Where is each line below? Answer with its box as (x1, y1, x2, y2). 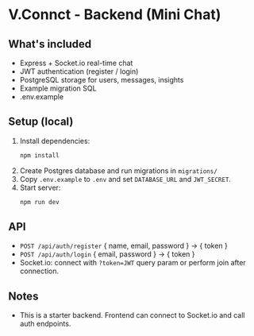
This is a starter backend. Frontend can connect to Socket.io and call (19, 311, 245, 320)
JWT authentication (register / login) (19, 67, 139, 76)
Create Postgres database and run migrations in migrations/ (19, 165, 218, 176)
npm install (19, 151, 60, 160)
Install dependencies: (19, 136, 90, 145)
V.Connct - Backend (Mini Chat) (8, 6, 221, 24)
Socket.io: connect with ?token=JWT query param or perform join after (19, 258, 246, 268)
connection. (19, 266, 60, 276)
